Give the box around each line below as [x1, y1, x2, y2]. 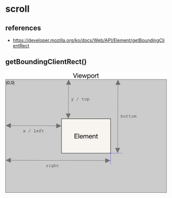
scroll [5, 3, 30, 15]
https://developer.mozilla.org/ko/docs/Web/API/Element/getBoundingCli [12, 37, 165, 43]
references [5, 24, 41, 32]
